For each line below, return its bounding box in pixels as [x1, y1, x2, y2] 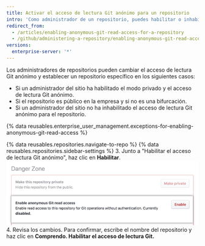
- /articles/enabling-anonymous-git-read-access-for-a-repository [12, 29, 184, 35]
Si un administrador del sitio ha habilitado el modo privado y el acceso [15, 84, 192, 92]
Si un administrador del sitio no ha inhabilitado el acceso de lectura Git [15, 104, 193, 111]
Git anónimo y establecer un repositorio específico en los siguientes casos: [6, 72, 195, 80]
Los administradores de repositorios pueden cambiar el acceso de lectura [6, 66, 192, 73]
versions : [6, 42, 32, 48]
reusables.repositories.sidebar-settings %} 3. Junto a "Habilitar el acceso [6, 147, 191, 154]
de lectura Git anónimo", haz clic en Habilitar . [6, 154, 121, 161]
